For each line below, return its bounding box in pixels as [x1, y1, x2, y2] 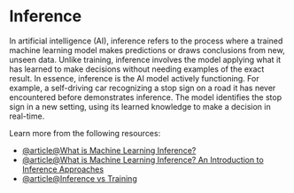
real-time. [9, 111, 45, 121]
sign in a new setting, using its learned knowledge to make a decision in [9, 101, 272, 112]
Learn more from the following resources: [9, 127, 161, 138]
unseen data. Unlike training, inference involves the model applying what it [9, 54, 282, 65]
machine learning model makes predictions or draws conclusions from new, [9, 44, 285, 55]
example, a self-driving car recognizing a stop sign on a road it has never [9, 82, 276, 93]
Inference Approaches [21, 164, 104, 174]
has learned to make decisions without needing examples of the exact [9, 64, 265, 74]
